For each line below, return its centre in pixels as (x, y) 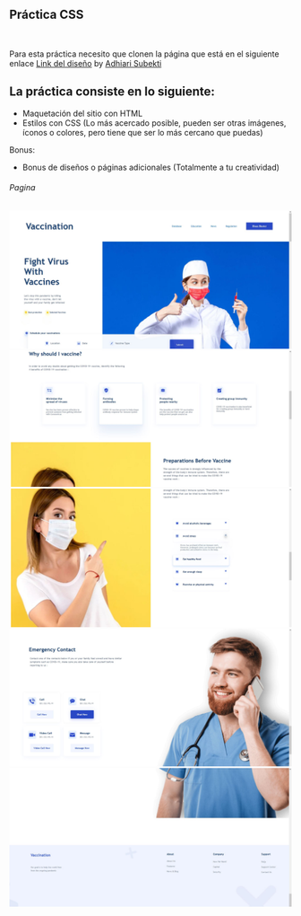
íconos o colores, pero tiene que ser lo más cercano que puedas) (142, 132)
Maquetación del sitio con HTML (82, 113)
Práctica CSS (47, 15)
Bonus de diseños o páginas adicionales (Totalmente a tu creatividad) (151, 167)
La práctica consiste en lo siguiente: (112, 92)
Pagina (22, 188)
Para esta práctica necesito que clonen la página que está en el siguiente (144, 54)
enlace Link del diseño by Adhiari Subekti (86, 63)
